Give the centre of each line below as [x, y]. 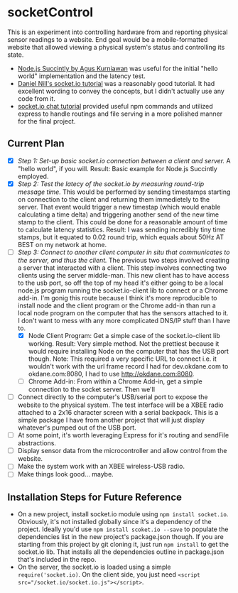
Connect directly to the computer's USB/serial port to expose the [113, 397]
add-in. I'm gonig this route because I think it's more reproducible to [118, 298]
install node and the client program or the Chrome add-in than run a [117, 305]
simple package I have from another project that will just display [111, 420]
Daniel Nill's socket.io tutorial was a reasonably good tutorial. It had [116, 83]
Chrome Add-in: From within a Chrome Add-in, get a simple [115, 381]
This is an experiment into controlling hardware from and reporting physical [118, 32]
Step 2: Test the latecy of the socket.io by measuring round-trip [111, 184]
